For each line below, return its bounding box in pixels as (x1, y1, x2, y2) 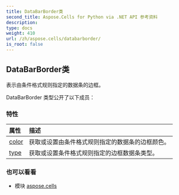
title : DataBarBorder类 (6, 8, 63, 15)
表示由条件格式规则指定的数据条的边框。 (6, 81, 104, 88)
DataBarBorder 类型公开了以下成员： (6, 93, 95, 100)
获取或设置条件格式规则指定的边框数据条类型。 (29, 149, 158, 157)
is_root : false (6, 42, 43, 48)
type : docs (6, 25, 33, 31)
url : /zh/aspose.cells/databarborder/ (6, 36, 101, 42)
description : (6, 19, 38, 25)
